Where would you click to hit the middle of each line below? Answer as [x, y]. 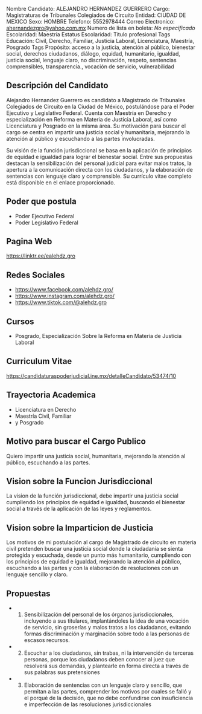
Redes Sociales [36, 275]
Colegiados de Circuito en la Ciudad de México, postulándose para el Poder [100, 106]
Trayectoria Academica [51, 395]
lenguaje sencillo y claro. [37, 574]
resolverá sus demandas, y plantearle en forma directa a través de [106, 666]
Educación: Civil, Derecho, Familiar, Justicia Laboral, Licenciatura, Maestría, [100, 41]
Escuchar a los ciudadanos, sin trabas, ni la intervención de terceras [109, 653]
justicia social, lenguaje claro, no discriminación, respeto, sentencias [91, 60]
